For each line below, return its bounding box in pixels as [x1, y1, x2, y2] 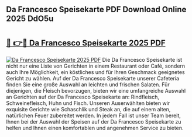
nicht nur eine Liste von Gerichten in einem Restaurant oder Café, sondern [6, 62, 186, 69]
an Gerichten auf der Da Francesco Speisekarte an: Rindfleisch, [6, 93, 160, 100]
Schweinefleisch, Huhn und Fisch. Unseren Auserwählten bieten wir [6, 100, 170, 107]
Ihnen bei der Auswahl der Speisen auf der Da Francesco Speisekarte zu [6, 118, 181, 125]
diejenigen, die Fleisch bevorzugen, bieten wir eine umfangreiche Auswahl [6, 87, 186, 94]
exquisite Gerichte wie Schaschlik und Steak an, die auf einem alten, [6, 106, 171, 113]
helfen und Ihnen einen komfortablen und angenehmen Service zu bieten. [6, 125, 184, 131]
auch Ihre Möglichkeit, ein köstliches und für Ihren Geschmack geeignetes [6, 69, 186, 75]
